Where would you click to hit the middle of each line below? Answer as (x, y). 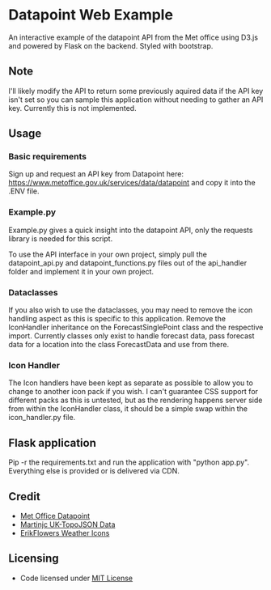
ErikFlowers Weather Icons (65, 533)
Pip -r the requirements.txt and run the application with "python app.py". (129, 462)
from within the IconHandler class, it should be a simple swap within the (128, 409)
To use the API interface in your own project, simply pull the (108, 254)
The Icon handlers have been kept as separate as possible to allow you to (131, 383)
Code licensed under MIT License (76, 578)
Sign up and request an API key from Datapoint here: (96, 174)
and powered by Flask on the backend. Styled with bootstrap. (111, 45)
